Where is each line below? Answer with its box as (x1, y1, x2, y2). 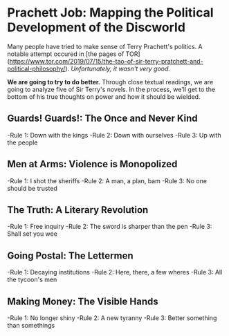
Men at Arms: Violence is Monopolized (7, 158, 178, 170)
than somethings (7, 321, 55, 329)
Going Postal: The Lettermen (7, 250, 134, 261)
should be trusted (7, 184, 57, 192)
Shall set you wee (7, 230, 57, 238)
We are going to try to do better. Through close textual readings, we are (7, 77, 214, 86)
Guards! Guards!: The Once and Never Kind (7, 113, 199, 124)
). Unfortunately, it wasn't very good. (65, 64, 171, 73)
